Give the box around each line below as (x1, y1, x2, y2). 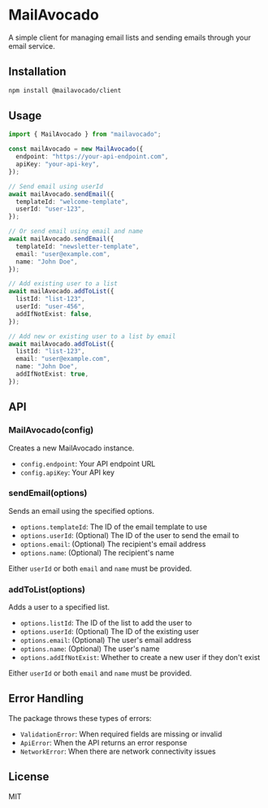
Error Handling (8, 692, 84, 706)
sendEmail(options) (8, 488, 88, 499)
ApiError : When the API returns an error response (19, 737, 188, 747)
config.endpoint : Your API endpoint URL (19, 458, 156, 468)
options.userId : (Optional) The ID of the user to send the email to (19, 530, 240, 540)
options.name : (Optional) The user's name (19, 644, 160, 654)
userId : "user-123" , (15, 205, 85, 213)
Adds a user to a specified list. (8, 602, 110, 612)
